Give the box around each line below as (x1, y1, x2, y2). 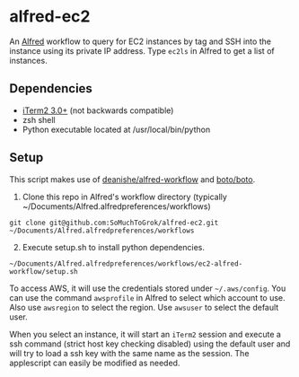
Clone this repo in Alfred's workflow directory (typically (22, 191, 227, 202)
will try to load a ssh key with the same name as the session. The (9, 347, 250, 358)
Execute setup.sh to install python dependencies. (22, 241, 205, 252)
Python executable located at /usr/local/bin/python (22, 124, 211, 135)
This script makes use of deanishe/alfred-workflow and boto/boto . (9, 173, 256, 185)
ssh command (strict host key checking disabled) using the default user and (9, 338, 291, 349)
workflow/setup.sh (9, 267, 78, 276)
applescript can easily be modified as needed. (9, 357, 180, 368)
